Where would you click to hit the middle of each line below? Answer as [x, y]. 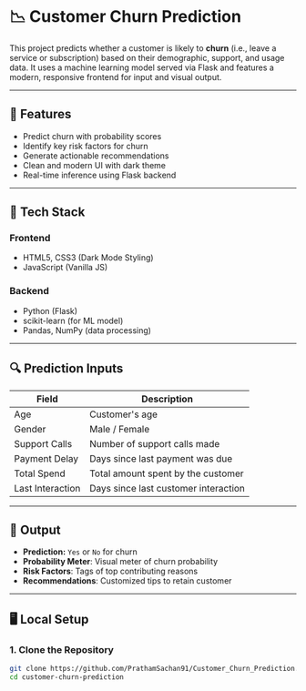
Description [167, 399]
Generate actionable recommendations [96, 156]
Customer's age [123, 414]
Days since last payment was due [161, 458]
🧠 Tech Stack [47, 213]
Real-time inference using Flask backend [99, 175]
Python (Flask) [50, 310]
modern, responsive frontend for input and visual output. [116, 76]
